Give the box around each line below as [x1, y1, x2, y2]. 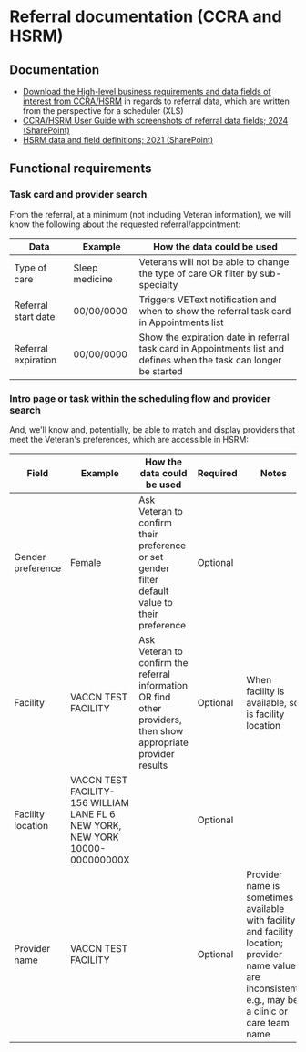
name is [246, 879, 280, 892]
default [138, 585, 169, 597]
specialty [138, 278, 178, 291]
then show [138, 724, 184, 737]
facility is [246, 685, 285, 698]
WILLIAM [90, 796, 130, 809]
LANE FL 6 [69, 808, 116, 821]
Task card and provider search [9, 189, 148, 201]
